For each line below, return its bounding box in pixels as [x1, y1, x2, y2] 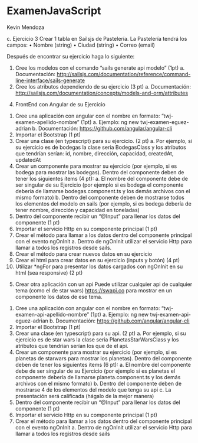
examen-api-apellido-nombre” [15, 311, 90, 318]
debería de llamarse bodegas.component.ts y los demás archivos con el [15, 187, 190, 194]
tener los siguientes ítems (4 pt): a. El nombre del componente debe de [15, 175, 188, 182]
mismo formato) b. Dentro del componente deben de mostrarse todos [15, 194, 184, 201]
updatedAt [15, 156, 41, 163]
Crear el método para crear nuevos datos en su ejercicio [15, 250, 153, 258]
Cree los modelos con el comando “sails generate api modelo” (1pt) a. [15, 64, 185, 71]
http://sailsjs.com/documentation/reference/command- [56, 70, 191, 77]
